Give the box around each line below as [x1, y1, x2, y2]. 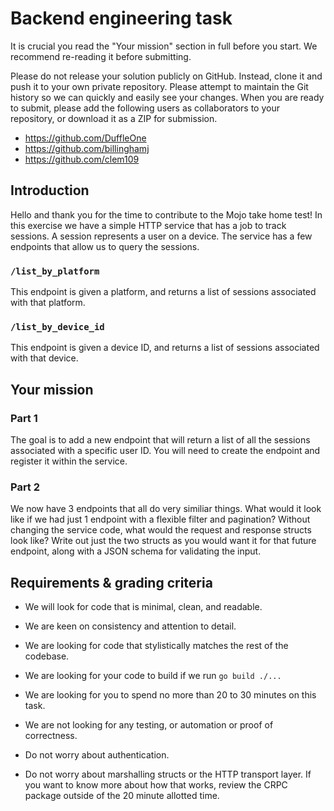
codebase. [24, 650, 70, 662]
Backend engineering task [10, 7, 233, 30]
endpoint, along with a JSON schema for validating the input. [10, 545, 262, 557]
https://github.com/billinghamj [24, 142, 150, 154]
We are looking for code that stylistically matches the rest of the [24, 640, 289, 652]
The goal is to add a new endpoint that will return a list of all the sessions [10, 434, 311, 446]
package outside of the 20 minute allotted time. [24, 790, 220, 802]
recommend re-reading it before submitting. [10, 50, 192, 62]
